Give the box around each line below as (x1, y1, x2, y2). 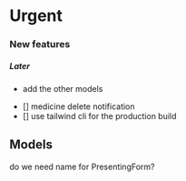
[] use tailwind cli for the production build (22, 111, 177, 122)
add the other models (22, 84, 103, 95)
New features (9, 38, 71, 51)
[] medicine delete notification (22, 101, 135, 112)
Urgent (9, 5, 64, 26)
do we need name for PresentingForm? (9, 161, 155, 172)
